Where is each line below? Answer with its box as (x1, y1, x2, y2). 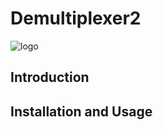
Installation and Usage (10, 103, 153, 120)
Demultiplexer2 (10, 7, 142, 30)
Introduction (10, 69, 90, 86)
